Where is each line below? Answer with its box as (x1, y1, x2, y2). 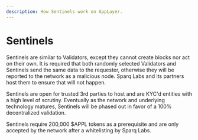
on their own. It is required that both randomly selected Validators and (6, 60, 176, 67)
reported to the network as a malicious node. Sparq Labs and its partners (6, 72, 184, 80)
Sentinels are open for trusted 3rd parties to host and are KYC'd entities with (6, 90, 193, 97)
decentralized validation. (6, 109, 66, 116)
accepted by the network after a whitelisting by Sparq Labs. (6, 126, 152, 134)
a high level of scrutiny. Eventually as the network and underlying (6, 96, 165, 103)
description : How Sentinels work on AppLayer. (6, 8, 123, 15)
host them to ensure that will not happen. (6, 79, 106, 86)
